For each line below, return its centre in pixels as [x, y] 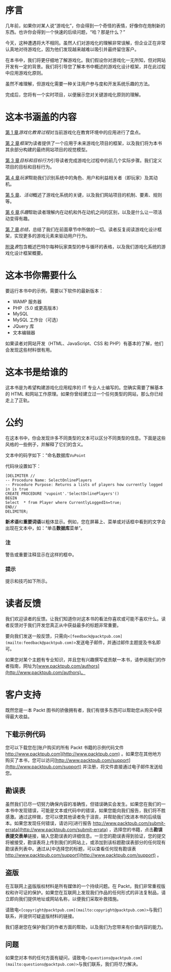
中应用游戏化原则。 [25, 73]
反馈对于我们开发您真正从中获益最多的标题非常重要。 [65, 625]
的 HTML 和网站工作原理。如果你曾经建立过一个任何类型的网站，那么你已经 [84, 394]
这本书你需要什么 [41, 276]
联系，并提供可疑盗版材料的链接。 [41, 916]
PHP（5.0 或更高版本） [37, 308]
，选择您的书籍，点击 [131, 829]
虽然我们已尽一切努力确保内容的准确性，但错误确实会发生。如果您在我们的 [83, 804]
